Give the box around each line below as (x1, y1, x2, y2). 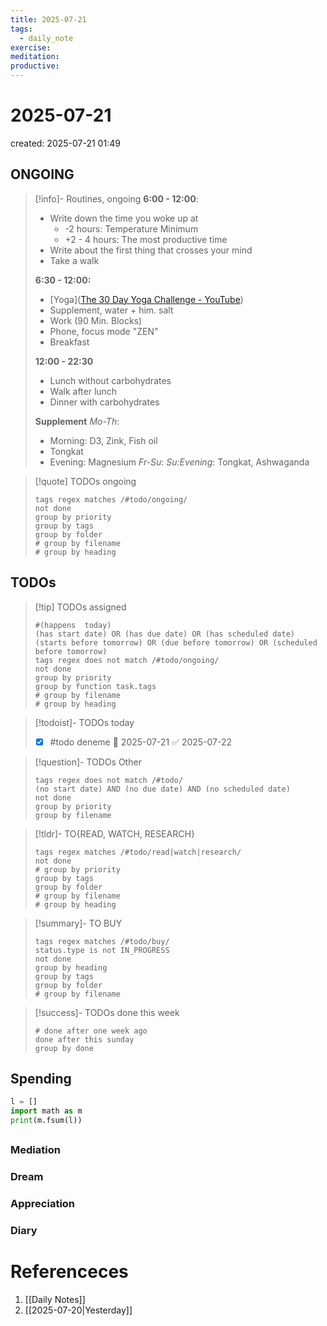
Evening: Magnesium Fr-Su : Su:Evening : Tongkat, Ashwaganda (49, 456, 310, 468)
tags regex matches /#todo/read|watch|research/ (34, 847, 242, 857)
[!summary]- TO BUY (34, 917, 123, 929)
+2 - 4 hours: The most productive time (64, 233, 228, 245)
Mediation (10, 1143, 61, 1157)
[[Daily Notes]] (24, 1294, 86, 1306)
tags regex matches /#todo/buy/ (34, 936, 170, 946)
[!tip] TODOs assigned (34, 601, 127, 613)
